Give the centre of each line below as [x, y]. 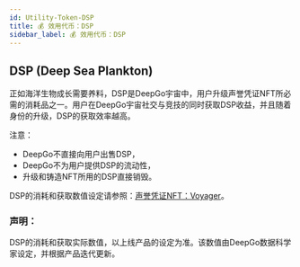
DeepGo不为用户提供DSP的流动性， [88, 165]
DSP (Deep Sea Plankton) [81, 71]
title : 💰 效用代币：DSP [52, 26]
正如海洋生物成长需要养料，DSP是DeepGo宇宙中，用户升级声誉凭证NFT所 [146, 93]
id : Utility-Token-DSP [52, 18]
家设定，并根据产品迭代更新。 [64, 254]
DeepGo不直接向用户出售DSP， [81, 155]
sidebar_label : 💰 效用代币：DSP [67, 34]
